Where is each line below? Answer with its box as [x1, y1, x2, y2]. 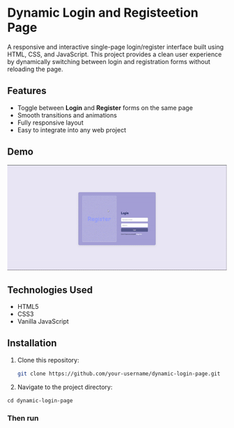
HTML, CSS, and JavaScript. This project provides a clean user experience [7, 50, 222, 58]
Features [7, 85, 47, 97]
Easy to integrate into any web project [17, 125, 127, 134]
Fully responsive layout [17, 118, 84, 127]
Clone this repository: [17, 356, 79, 364]
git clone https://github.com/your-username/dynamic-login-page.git [17, 370, 221, 377]
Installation [7, 338, 57, 349]
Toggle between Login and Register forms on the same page [17, 103, 194, 112]
